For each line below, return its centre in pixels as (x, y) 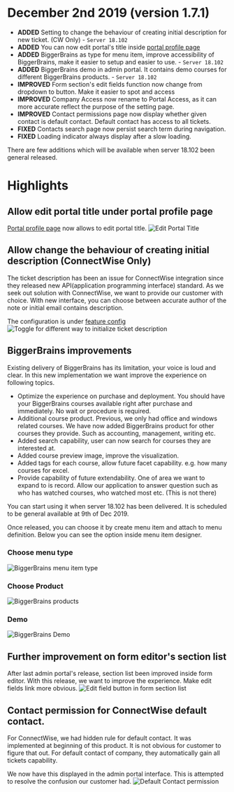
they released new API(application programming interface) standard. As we (116, 285)
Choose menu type (40, 553)
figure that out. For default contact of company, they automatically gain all (114, 753)
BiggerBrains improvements (70, 351)
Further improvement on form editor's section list (117, 657)
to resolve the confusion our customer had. (70, 782)
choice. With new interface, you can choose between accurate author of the (117, 300)
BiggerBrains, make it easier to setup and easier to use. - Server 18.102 (120, 62)
